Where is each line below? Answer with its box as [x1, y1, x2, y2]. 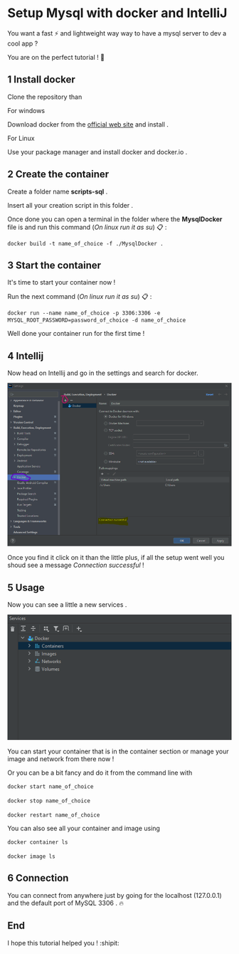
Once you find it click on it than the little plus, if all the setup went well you [7, 553, 225, 562]
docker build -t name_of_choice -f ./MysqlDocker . [7, 240, 164, 247]
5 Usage [7, 581, 45, 593]
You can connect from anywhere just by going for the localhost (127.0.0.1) [7, 891, 222, 899]
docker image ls [7, 853, 55, 860]
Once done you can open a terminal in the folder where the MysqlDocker [7, 215, 223, 223]
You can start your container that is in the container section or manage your [7, 747, 229, 756]
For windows [7, 106, 45, 115]
